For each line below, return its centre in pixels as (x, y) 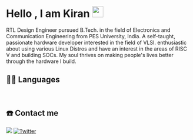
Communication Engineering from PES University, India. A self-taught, (91, 36)
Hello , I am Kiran (48, 14)
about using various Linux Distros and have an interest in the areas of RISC (96, 49)
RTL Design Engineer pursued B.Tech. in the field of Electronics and (88, 30)
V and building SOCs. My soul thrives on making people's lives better (90, 55)
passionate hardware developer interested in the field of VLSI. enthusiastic (96, 42)
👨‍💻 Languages (33, 80)
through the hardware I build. (41, 61)
